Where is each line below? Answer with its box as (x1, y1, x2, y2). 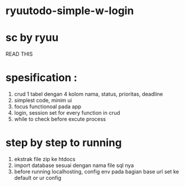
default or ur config (14, 175, 61, 181)
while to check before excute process (14, 116, 106, 123)
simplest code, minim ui (14, 97, 72, 104)
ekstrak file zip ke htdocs (14, 156, 76, 162)
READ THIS (5, 51, 33, 58)
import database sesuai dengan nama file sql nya (14, 162, 134, 169)
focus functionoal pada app (14, 103, 82, 110)
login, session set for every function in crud (14, 109, 121, 116)
